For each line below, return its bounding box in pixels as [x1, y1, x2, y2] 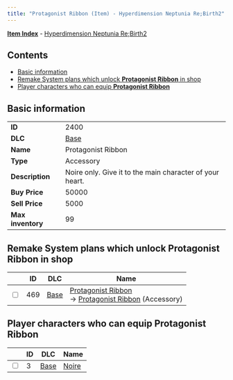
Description [10, 172, 51, 181]
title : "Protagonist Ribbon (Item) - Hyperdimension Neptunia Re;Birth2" [7, 10, 225, 17]
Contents [7, 49, 49, 61]
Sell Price [10, 199, 43, 208]
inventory [10, 219, 44, 229]
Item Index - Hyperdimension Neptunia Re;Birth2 [7, 29, 147, 38]
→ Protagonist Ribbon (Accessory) [69, 295, 183, 304]
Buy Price [10, 188, 44, 197]
